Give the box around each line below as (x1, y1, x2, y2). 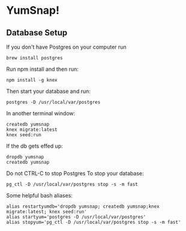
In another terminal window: (6, 110, 76, 117)
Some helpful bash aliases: (6, 192, 73, 199)
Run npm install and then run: (6, 65, 79, 73)
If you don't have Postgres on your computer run (6, 43, 127, 50)
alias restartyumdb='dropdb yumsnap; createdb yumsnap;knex (6, 203, 160, 209)
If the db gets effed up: (6, 142, 63, 149)
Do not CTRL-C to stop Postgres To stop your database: (6, 170, 144, 177)
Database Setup (6, 28, 68, 38)
